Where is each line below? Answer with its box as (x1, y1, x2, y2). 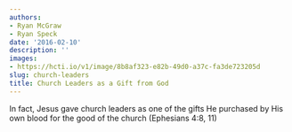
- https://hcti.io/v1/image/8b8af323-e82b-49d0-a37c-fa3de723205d (9, 63, 261, 72)
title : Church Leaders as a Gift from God (9, 79, 169, 88)
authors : (9, 12, 42, 22)
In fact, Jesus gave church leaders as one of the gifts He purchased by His (9, 103, 283, 113)
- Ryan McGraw (9, 21, 62, 30)
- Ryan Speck (9, 29, 58, 38)
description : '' (9, 46, 69, 55)
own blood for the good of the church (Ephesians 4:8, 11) (9, 113, 218, 123)
